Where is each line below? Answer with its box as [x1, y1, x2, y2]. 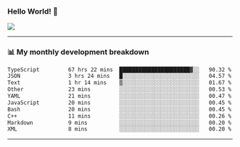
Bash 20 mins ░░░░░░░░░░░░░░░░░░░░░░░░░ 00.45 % [7, 106, 232, 113]
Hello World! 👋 [7, 6, 59, 16]
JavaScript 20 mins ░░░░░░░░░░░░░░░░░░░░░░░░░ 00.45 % [7, 99, 232, 106]
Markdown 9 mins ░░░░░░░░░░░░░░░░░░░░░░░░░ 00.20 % [7, 119, 232, 126]
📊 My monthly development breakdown [7, 47, 149, 57]
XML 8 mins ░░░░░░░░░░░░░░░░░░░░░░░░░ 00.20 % [7, 126, 232, 133]
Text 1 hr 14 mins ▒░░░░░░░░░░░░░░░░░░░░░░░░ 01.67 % [7, 79, 232, 86]
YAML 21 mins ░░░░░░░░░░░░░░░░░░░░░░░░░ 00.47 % [7, 93, 232, 100]
